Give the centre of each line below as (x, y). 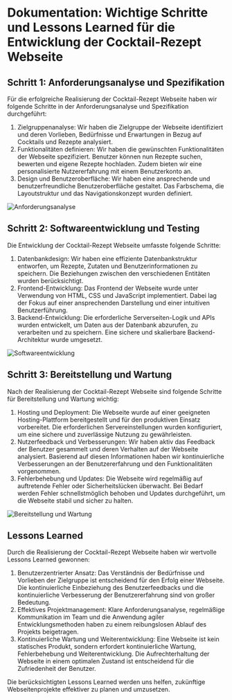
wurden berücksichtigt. (50, 280)
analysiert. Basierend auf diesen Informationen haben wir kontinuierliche (121, 456)
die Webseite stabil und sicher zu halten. (75, 501)
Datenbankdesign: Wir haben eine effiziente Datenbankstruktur (107, 258)
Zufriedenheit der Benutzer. (56, 669)
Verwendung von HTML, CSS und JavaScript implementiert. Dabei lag (117, 295)
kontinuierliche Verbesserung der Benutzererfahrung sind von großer (116, 595)
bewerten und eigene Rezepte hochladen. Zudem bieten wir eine (109, 164)
